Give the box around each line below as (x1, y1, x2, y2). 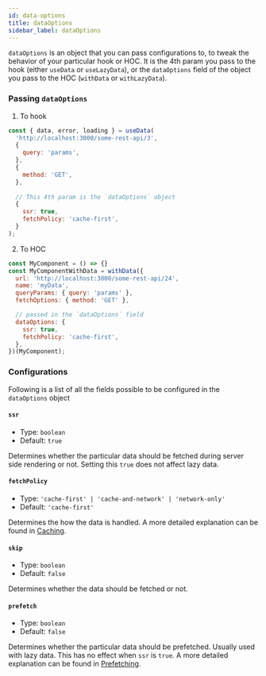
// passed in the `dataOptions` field (15, 311, 145, 319)
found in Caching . (8, 526, 67, 536)
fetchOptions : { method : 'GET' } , (15, 297, 129, 305)
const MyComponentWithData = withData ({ (8, 267, 145, 275)
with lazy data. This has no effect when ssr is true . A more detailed (8, 651, 229, 660)
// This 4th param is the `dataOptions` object (15, 193, 176, 201)
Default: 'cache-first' (19, 502, 94, 512)
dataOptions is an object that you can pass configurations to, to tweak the (8, 48, 250, 58)
